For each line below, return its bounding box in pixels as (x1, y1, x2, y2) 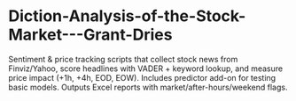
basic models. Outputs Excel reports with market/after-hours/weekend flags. (8, 82, 288, 92)
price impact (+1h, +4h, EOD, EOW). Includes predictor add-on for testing (8, 72, 277, 83)
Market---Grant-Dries (8, 25, 173, 45)
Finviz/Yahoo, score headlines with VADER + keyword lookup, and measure (8, 63, 284, 74)
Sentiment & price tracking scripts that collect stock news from (8, 54, 238, 64)
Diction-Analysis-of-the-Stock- (8, 6, 246, 26)
